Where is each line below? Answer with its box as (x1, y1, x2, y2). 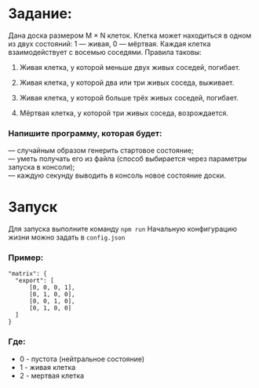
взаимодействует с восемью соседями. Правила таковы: (8, 47, 202, 57)
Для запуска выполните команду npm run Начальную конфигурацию (8, 225, 238, 234)
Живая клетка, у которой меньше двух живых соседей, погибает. (19, 62, 241, 71)
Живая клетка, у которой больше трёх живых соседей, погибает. (19, 93, 239, 102)
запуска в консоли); (8, 163, 75, 172)
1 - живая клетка (19, 362, 76, 372)
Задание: (8, 5, 72, 23)
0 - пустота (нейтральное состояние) (19, 354, 145, 364)
